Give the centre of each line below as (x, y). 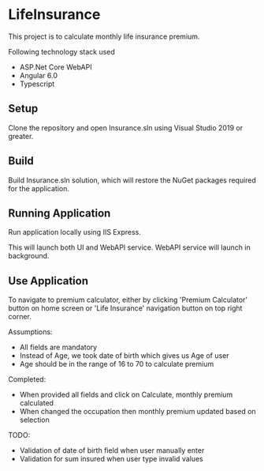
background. (29, 256)
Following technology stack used (62, 51)
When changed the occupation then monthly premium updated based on (138, 412)
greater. (21, 136)
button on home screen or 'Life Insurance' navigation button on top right (125, 308)
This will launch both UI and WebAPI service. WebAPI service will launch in (129, 247)
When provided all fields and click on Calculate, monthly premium (126, 395)
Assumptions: (30, 332)
